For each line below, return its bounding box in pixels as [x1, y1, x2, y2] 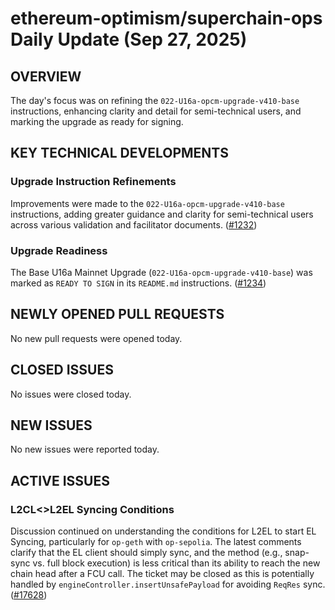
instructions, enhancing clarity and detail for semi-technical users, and [10, 105, 302, 117]
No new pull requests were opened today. [10, 332, 183, 344]
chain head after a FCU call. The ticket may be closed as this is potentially [10, 568, 315, 580]
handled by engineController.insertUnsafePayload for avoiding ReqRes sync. [10, 578, 326, 591]
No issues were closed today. [10, 388, 132, 400]
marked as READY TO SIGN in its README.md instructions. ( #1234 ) [10, 277, 267, 289]
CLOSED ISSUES [10, 362, 114, 379]
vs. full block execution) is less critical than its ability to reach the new [32, 557, 321, 569]
